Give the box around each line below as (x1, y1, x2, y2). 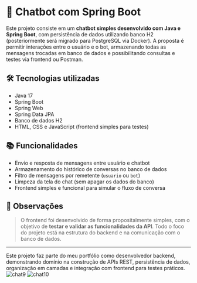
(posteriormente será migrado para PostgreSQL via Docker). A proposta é (6, 37, 184, 44)
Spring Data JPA (14, 111, 55, 118)
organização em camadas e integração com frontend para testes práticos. (6, 265, 186, 272)
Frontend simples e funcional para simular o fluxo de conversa (14, 184, 165, 191)
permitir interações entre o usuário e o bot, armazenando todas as (6, 43, 167, 50)
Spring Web (14, 104, 43, 111)
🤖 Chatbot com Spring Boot (6, 5, 141, 19)
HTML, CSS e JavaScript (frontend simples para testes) (14, 123, 149, 130)
